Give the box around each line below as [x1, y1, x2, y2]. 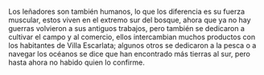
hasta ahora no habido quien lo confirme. [8, 57, 145, 67]
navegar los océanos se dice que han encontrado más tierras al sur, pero [8, 49, 251, 58]
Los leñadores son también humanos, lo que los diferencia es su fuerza [8, 7, 245, 16]
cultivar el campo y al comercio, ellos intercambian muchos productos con [8, 32, 256, 41]
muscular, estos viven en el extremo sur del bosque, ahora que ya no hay [8, 15, 251, 25]
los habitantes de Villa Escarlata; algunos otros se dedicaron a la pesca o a [8, 41, 257, 50]
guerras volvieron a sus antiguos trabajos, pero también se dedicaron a [8, 24, 245, 33]
